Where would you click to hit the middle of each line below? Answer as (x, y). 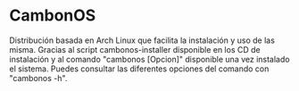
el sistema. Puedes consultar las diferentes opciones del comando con (139, 69)
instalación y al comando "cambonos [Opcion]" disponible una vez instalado (149, 59)
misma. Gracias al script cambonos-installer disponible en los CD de (135, 49)
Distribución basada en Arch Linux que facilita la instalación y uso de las (142, 40)
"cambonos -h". (38, 78)
